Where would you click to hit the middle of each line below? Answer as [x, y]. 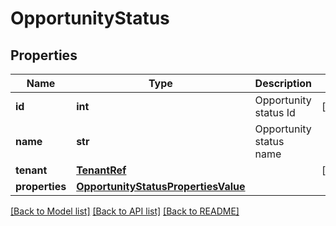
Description [283, 83]
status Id [275, 112]
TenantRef [101, 170]
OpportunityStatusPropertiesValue [161, 186]
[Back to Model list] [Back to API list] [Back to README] [125, 211]
